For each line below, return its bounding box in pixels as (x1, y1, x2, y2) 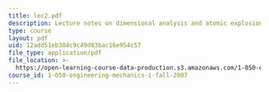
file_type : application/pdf (8, 49, 102, 57)
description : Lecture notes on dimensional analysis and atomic (8, 19, 227, 27)
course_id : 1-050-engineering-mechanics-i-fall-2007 (8, 71, 188, 79)
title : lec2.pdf (8, 11, 62, 20)
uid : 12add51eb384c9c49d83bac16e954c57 (8, 42, 142, 50)
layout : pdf (8, 34, 48, 42)
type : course (8, 26, 52, 34)
